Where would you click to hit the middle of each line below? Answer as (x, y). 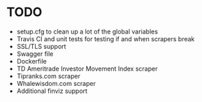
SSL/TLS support (41, 46)
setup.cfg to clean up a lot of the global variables (87, 31)
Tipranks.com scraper (49, 76)
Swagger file (35, 54)
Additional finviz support (52, 91)
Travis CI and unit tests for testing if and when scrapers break (106, 38)
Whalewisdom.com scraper (56, 83)
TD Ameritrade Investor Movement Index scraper (87, 68)
